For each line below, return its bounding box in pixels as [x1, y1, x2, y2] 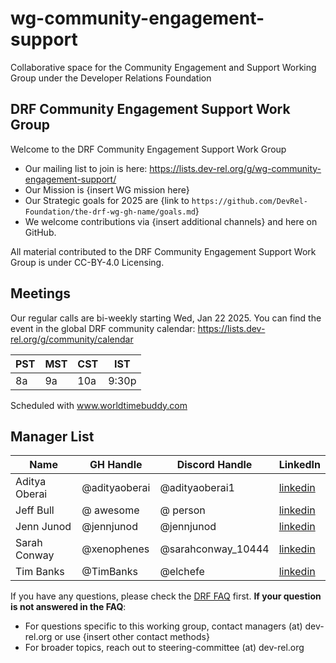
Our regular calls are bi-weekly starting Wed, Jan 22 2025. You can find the [10, 312, 322, 324]
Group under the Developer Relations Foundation [10, 72, 212, 84]
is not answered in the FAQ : [10, 601, 127, 613]
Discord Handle [176, 458, 253, 472]
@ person [159, 503, 206, 517]
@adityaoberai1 [159, 481, 235, 495]
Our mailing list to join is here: [24, 162, 148, 174]
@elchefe [159, 565, 205, 579]
